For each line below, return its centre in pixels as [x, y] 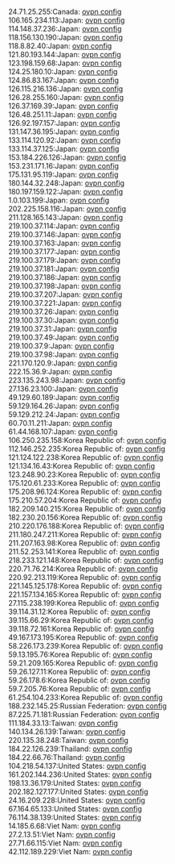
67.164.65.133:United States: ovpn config [75, 809]
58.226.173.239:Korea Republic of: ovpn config [86, 646]
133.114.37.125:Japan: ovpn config [64, 149]
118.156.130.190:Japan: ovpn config [65, 37]
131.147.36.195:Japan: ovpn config [64, 131]
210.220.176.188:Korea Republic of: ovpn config [86, 526]
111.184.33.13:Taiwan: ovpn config [63, 723]
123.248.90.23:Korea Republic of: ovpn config [84, 474]
